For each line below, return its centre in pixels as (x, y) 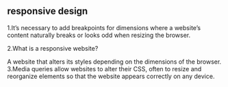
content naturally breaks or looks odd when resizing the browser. (99, 35)
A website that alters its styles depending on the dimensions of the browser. (114, 62)
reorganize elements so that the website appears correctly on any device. (111, 76)
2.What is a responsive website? (53, 48)
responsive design (48, 11)
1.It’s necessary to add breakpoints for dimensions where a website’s (104, 27)
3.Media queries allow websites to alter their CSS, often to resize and (104, 69)
